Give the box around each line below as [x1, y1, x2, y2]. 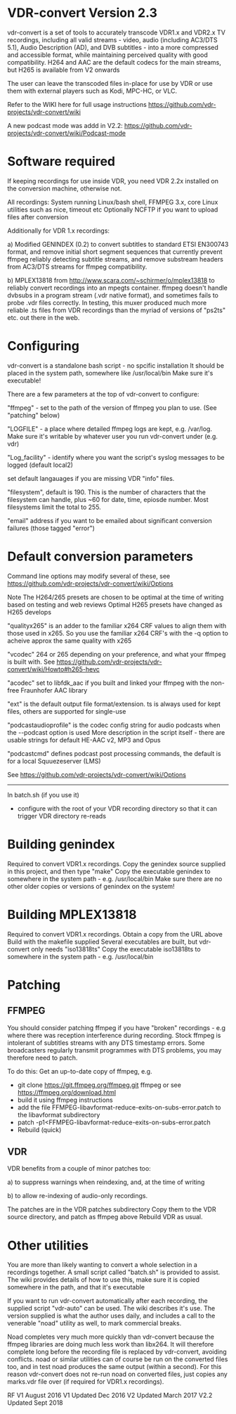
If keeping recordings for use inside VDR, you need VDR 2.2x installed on [7, 176, 219, 185]
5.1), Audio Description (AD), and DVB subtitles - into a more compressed [7, 43, 219, 51]
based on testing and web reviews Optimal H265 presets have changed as [7, 600, 223, 609]
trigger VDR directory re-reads [17, 811, 107, 820]
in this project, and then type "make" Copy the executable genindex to [7, 867, 211, 875]
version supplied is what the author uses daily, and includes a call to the [7, 1311, 216, 1320]
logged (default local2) [7, 461, 74, 469]
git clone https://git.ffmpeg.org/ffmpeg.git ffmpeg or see [17, 1081, 181, 1089]
